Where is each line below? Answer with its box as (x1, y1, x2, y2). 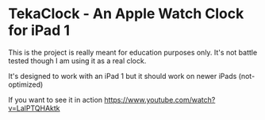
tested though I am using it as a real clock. (8, 56, 147, 66)
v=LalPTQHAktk (8, 103, 61, 113)
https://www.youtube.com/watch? (104, 95, 216, 104)
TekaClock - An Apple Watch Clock (8, 5, 244, 23)
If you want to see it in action (8, 95, 103, 104)
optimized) (8, 80, 44, 89)
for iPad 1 (8, 21, 70, 39)
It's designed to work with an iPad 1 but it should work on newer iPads (8, 71, 237, 81)
